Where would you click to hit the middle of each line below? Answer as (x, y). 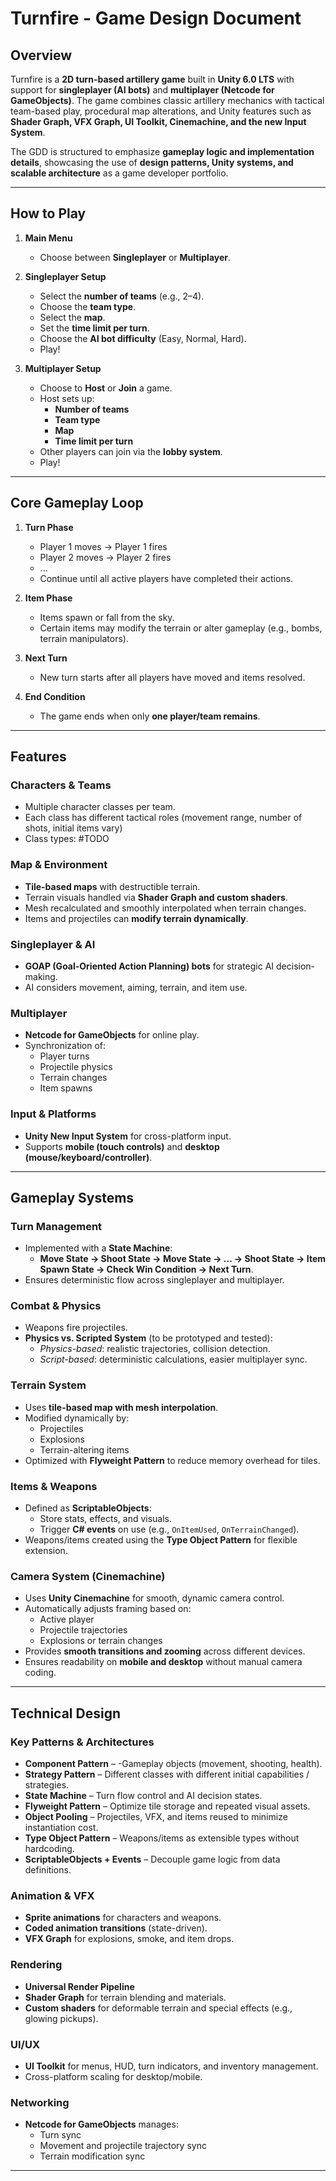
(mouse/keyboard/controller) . (88, 1157)
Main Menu (48, 238)
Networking (40, 2102)
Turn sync (60, 2135)
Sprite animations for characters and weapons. (123, 1918)
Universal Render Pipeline (79, 1986)
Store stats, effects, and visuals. (106, 1519)
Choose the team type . (88, 306)
